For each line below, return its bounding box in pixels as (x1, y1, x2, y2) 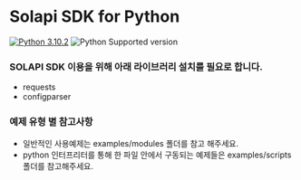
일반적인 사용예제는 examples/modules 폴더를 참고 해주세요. (22, 137, 238, 148)
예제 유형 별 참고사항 (9, 116, 93, 128)
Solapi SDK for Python (9, 6, 180, 27)
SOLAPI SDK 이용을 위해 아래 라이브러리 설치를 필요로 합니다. (9, 61, 263, 73)
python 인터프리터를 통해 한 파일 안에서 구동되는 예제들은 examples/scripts (22, 149, 292, 160)
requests (22, 81, 56, 92)
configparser (22, 91, 72, 102)
